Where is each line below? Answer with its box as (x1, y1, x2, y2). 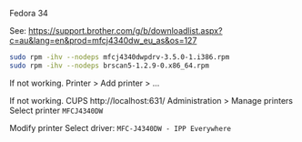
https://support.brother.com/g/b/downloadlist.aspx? (28, 25, 223, 35)
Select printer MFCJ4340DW (9, 105, 104, 116)
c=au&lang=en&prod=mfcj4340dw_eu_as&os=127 (9, 35, 197, 46)
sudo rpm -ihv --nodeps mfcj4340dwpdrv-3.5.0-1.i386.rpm (9, 53, 230, 62)
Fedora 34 (9, 8, 48, 18)
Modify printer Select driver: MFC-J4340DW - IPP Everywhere (9, 122, 232, 133)
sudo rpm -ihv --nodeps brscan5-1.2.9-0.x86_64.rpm (9, 61, 209, 70)
